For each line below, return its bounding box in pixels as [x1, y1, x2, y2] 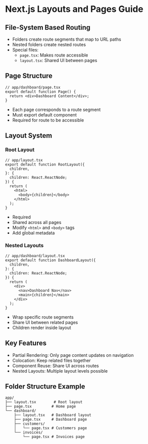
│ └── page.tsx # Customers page [14, 426, 87, 431]
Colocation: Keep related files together [12, 357, 91, 363]
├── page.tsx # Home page [5, 404, 76, 409]
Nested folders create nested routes [12, 42, 86, 48]
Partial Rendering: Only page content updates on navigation [12, 352, 134, 358]
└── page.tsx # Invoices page [23, 435, 85, 440]
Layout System [5, 131, 52, 140]
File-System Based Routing [5, 23, 91, 32]
